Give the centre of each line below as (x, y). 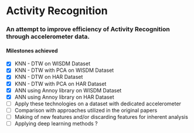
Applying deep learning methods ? (56, 123)
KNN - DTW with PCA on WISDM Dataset (64, 70)
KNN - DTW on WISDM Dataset (52, 64)
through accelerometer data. (48, 36)
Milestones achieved (32, 51)
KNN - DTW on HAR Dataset (49, 77)
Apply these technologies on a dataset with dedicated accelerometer (98, 104)
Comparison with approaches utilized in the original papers (86, 110)
